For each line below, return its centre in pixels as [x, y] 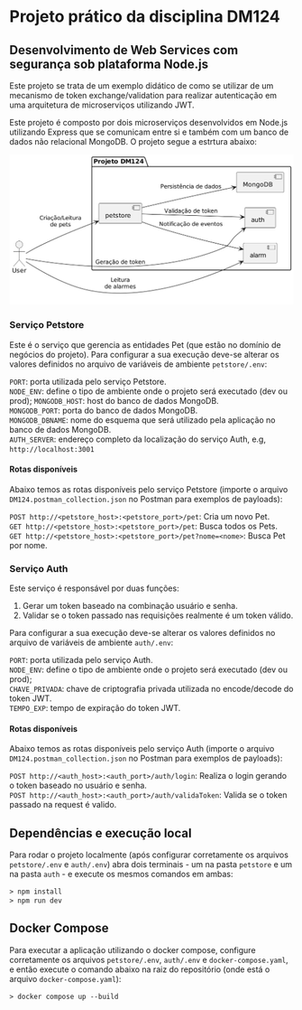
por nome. [28, 545]
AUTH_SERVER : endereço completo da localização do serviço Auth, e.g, [137, 439]
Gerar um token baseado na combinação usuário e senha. [130, 606]
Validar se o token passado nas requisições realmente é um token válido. [158, 615]
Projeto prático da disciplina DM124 [145, 17]
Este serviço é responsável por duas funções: [94, 588]
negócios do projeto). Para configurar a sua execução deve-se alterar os [144, 354]
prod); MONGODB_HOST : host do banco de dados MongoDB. [114, 400]
